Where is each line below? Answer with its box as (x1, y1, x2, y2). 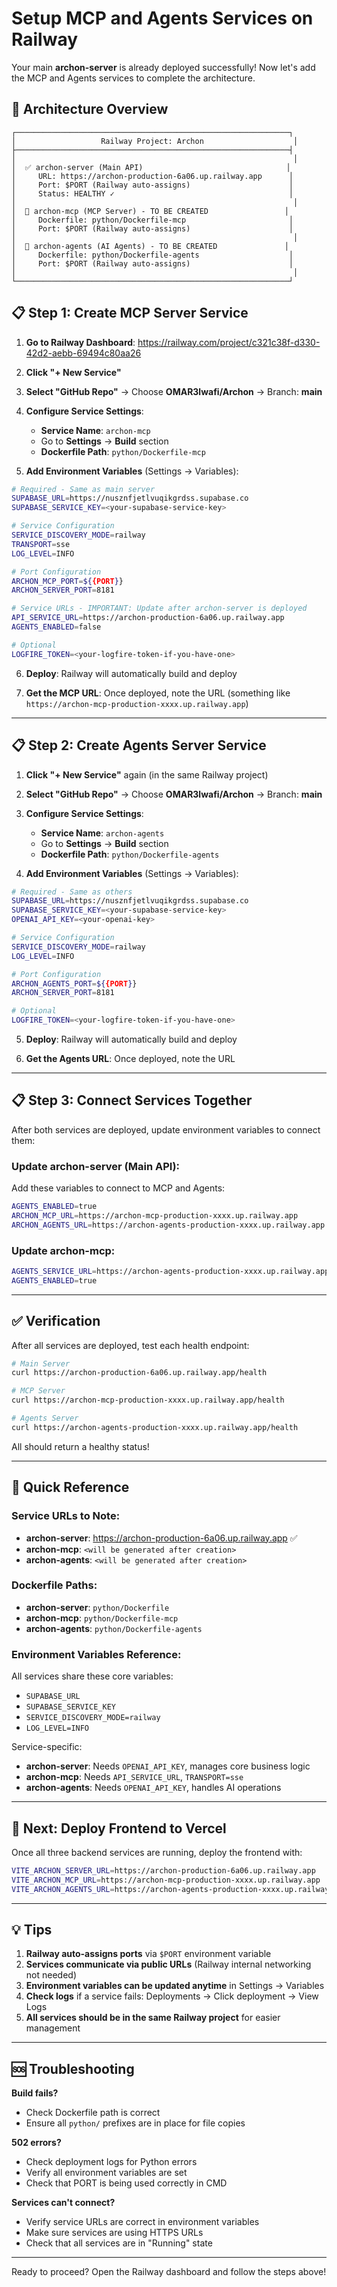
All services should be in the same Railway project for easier (25, 2012, 281, 2024)
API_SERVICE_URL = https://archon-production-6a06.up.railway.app (11, 613, 285, 623)
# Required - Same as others (11, 887, 133, 897)
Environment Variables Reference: (11, 1647, 182, 1661)
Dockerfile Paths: (11, 1578, 98, 1592)
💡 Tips (11, 1921, 53, 1938)
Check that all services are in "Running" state (25, 2237, 213, 2249)
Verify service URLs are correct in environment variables (25, 2216, 260, 2228)
